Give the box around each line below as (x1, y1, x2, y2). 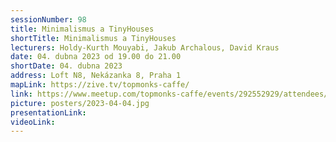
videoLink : (10, 117, 56, 127)
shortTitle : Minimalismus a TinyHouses (10, 33, 177, 43)
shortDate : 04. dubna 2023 (10, 61, 123, 71)
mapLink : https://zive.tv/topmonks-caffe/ (10, 80, 190, 90)
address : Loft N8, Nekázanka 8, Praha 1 (10, 71, 182, 81)
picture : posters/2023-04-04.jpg (10, 98, 150, 108)
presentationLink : (10, 107, 87, 118)
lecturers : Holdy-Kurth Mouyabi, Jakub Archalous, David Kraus (10, 42, 280, 53)
